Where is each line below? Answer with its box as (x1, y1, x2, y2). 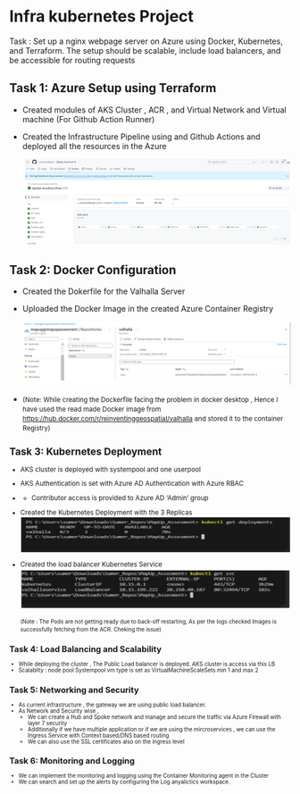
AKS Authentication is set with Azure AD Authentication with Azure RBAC (20, 480, 244, 489)
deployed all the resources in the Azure (21, 140, 167, 151)
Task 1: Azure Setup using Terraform (9, 80, 217, 96)
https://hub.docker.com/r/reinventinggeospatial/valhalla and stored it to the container (21, 414, 284, 423)
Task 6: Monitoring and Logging (9, 756, 136, 767)
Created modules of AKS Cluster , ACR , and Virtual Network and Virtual (21, 104, 287, 115)
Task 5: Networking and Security (9, 684, 139, 696)
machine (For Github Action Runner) (21, 113, 155, 124)
